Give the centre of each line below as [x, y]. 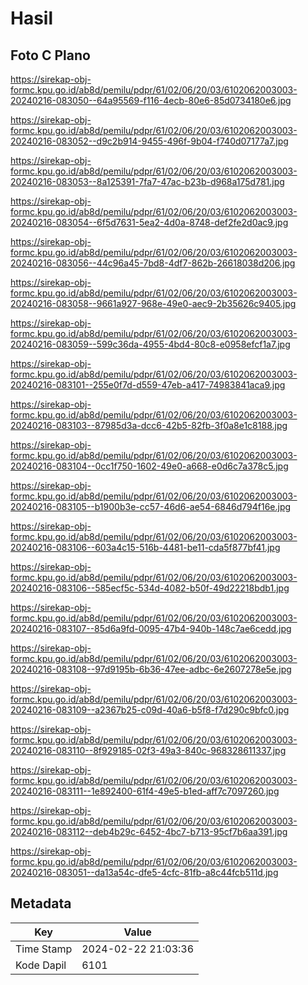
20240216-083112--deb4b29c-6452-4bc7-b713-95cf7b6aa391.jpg [149, 831]
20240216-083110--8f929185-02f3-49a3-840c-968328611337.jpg [148, 750]
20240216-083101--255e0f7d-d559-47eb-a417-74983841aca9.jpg [148, 385]
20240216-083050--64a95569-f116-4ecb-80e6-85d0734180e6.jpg [151, 100]
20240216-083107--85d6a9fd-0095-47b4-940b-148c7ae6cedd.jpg [151, 628]
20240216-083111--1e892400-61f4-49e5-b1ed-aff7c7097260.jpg [145, 791]
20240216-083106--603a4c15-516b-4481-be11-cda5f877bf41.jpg [145, 547]
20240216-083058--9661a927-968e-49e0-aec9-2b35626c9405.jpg [153, 303]
